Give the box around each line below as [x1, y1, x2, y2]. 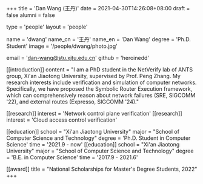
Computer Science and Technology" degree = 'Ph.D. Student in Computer [6, 134, 191, 142]
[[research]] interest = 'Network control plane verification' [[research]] [6, 110, 182, 117]
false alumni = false [6, 11, 56, 19]
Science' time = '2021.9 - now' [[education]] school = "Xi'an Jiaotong [6, 141, 180, 148]
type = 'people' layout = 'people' [6, 23, 88, 30]
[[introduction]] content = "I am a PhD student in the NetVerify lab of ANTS [6, 66, 193, 73]
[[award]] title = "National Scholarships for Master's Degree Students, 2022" [6, 165, 198, 172]
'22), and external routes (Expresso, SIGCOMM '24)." [6, 98, 139, 105]
